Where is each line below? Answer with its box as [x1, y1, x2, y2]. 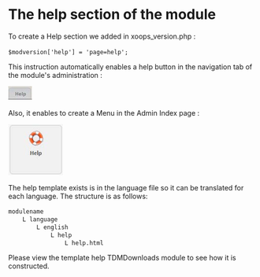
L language [22, 215, 58, 223]
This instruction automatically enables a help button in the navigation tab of [8, 61, 253, 72]
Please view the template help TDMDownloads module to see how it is [8, 253, 236, 262]
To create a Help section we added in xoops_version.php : [8, 31, 196, 41]
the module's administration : [8, 70, 102, 79]
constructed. [8, 261, 50, 271]
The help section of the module [8, 6, 217, 24]
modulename [8, 207, 44, 216]
